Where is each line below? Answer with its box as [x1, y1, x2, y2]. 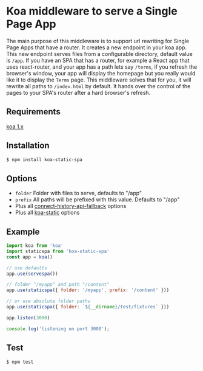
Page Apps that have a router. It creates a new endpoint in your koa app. [6, 44, 187, 51]
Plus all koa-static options [15, 209, 80, 217]
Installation [6, 140, 50, 151]
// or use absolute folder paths [6, 298, 91, 305]
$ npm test [6, 359, 34, 365]
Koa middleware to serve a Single [6, 4, 178, 18]
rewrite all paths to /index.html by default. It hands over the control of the [6, 82, 191, 89]
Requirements [6, 106, 61, 117]
